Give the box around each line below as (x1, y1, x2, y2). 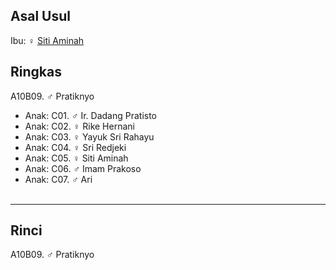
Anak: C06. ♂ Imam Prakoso (24, 162, 142, 174)
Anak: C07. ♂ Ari (24, 173, 93, 185)
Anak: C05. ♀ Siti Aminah (24, 152, 129, 164)
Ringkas (10, 64, 62, 81)
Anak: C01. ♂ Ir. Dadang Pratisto (24, 109, 157, 121)
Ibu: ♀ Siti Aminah (10, 34, 85, 46)
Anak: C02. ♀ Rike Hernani (24, 120, 135, 132)
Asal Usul (10, 8, 71, 25)
